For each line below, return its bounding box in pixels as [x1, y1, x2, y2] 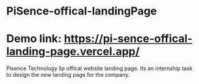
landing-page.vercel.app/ [6, 45, 140, 59]
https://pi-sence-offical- [63, 32, 193, 46]
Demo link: [6, 32, 62, 46]
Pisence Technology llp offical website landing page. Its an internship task [6, 65, 193, 72]
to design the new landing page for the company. [6, 71, 130, 79]
